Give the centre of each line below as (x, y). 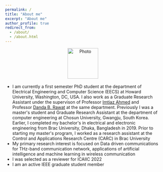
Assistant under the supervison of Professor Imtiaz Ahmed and (76, 102)
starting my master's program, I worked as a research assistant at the (82, 133)
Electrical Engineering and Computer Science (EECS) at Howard (77, 91)
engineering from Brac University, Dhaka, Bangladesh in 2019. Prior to (82, 128)
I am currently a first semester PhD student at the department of (77, 86)
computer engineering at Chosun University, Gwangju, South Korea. (81, 117)
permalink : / (18, 10)
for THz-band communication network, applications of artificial (76, 149)
